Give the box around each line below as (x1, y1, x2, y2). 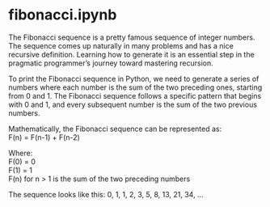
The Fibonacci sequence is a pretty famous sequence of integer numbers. (8, 32, 255, 42)
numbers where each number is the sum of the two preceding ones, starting (8, 82, 263, 92)
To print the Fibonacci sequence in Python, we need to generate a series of (8, 74, 259, 83)
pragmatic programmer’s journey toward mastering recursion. (8, 58, 214, 68)
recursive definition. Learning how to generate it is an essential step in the (8, 49, 255, 59)
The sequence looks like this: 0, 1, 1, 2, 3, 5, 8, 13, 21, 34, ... (8, 189, 204, 199)
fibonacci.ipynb (8, 6, 117, 24)
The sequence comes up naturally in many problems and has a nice (8, 40, 234, 50)
